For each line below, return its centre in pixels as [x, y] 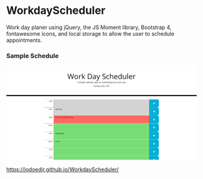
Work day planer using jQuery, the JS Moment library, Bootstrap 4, [89, 27]
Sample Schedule [33, 56]
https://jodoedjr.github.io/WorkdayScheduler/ [63, 169]
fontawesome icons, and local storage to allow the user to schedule [90, 33]
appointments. [24, 40]
